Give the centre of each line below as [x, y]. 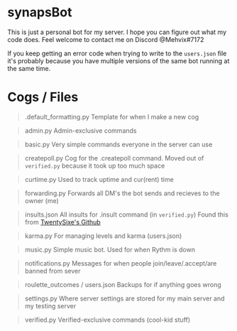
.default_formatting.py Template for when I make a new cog [112, 116]
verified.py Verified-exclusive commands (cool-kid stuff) [108, 320]
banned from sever [53, 271]
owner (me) [42, 200]
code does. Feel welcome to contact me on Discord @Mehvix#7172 [106, 39]
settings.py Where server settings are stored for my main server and [125, 298]
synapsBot [40, 12]
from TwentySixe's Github [62, 222]
